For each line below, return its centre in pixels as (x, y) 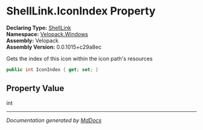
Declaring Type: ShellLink (39, 28)
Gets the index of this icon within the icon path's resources (79, 58)
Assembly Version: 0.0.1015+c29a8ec (54, 47)
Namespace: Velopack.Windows (47, 34)
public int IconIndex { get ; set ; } (52, 70)
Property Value (35, 88)
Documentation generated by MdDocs (54, 120)
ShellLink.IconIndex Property (81, 11)
